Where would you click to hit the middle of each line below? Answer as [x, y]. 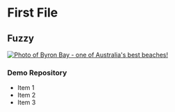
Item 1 [26, 88]
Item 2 [26, 95]
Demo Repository [37, 73]
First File [33, 13]
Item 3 [26, 102]
